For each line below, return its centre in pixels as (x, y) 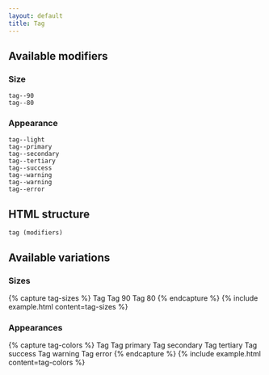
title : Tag (27, 23)
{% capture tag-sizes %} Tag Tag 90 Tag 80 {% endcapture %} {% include (133, 298)
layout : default (36, 16)
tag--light (27, 140)
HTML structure (49, 214)
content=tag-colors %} (47, 362)
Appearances (36, 327)
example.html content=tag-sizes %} (68, 306)
